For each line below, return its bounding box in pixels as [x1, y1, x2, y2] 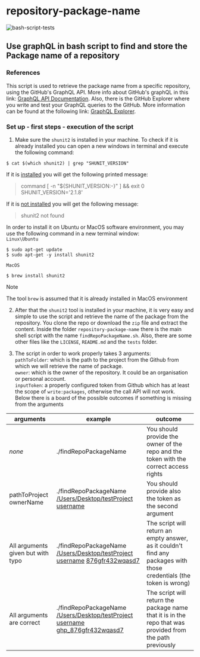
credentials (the [146, 571, 190, 579]
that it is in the [146, 611, 186, 619]
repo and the [146, 447, 183, 456]
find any [146, 549, 170, 557]
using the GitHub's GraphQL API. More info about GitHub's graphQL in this [6, 88, 189, 96]
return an [146, 526, 173, 534]
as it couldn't [146, 541, 183, 549]
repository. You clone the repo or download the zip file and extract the [14, 319, 187, 326]
